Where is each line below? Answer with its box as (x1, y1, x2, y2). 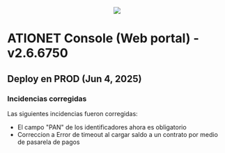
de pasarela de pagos (17, 138, 80, 146)
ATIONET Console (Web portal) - (7, 31, 200, 47)
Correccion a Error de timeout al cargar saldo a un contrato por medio (17, 130, 218, 138)
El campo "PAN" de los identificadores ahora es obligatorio (17, 122, 187, 131)
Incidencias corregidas (7, 94, 87, 104)
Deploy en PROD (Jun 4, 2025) (7, 73, 142, 85)
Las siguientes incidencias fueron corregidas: (7, 109, 138, 118)
